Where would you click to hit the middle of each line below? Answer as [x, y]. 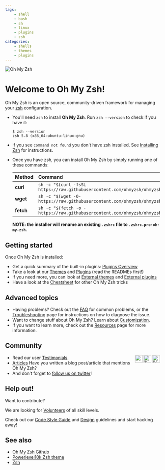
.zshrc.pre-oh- [144, 225]
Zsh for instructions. [32, 150]
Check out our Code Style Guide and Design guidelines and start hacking [79, 419]
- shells [23, 46]
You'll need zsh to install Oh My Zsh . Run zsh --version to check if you [84, 117]
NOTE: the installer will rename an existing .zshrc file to [70, 224]
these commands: [30, 165]
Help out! [19, 389]
